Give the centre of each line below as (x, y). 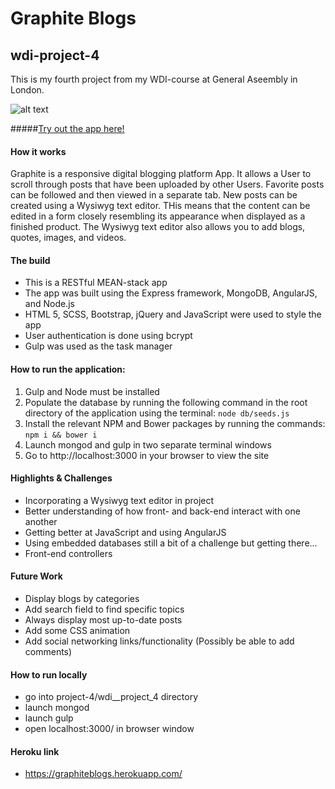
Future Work (36, 576)
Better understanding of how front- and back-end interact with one (162, 511)
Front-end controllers (68, 553)
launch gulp (49, 718)
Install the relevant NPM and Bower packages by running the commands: (175, 423)
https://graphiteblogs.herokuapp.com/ (103, 774)
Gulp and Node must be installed (92, 391)
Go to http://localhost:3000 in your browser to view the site (147, 455)
